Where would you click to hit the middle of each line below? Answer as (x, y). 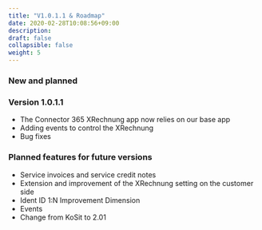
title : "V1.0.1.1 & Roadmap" (57, 16)
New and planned (43, 81)
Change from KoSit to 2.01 (63, 217)
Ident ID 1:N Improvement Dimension (80, 200)
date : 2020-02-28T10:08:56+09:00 (64, 23)
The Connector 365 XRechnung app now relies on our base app (125, 120)
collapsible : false (41, 46)
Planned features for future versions (80, 157)
